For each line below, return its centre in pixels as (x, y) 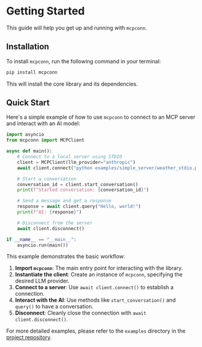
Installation (28, 47)
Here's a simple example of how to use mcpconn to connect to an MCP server (101, 117)
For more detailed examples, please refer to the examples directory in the (96, 331)
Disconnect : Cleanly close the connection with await (81, 313)
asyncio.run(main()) (43, 245)
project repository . (29, 337)
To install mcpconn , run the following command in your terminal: (84, 61)
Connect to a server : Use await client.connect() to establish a (94, 287)
